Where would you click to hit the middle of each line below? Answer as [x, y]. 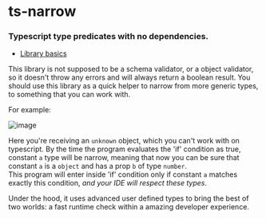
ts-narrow [42, 12]
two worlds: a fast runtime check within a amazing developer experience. [129, 207]
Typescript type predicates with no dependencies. [109, 37]
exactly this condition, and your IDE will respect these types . [108, 183]
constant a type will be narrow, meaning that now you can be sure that [124, 158]
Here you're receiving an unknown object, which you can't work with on [124, 141]
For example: [30, 110]
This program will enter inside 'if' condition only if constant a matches [123, 174]
